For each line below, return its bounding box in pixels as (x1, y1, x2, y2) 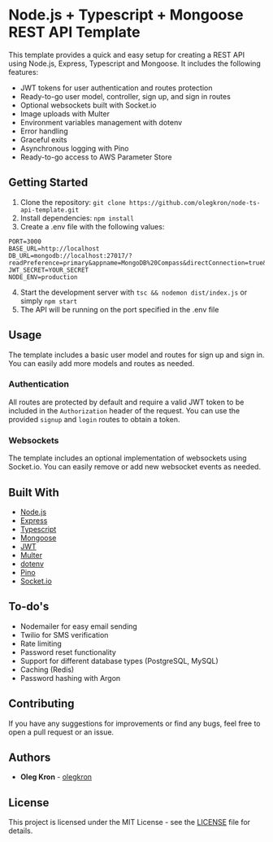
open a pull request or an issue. (8, 726, 115, 737)
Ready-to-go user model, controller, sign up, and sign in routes (19, 91, 232, 101)
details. (8, 826, 33, 835)
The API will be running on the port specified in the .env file (19, 304, 219, 314)
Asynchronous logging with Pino (19, 143, 129, 153)
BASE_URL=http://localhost (8, 244, 100, 253)
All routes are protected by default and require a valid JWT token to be (8, 397, 245, 407)
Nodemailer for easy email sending (19, 621, 138, 631)
